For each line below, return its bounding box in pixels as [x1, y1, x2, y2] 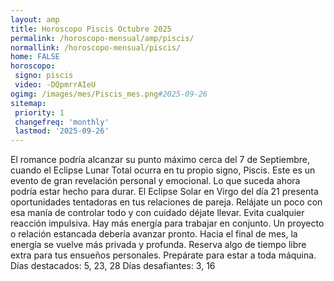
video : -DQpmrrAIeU [14, 80, 97, 90]
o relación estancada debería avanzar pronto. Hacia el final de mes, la [10, 228, 298, 240]
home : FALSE [10, 52, 60, 62]
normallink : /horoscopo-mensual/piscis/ [10, 42, 182, 53]
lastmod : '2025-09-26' [14, 126, 110, 136]
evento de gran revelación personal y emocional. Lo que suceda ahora [10, 175, 301, 187]
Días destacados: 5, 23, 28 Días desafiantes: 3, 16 [10, 260, 216, 272]
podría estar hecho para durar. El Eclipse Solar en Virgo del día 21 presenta [10, 186, 319, 198]
